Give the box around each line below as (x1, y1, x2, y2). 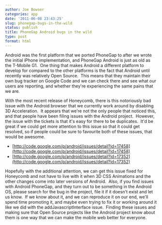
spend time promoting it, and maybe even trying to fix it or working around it (5, 199, 157, 205)
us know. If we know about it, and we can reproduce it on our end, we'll (5, 194, 148, 200)
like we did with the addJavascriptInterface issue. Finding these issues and (5, 204, 156, 210)
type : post (5, 35, 27, 39)
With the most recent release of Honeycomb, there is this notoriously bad (5, 98, 151, 104)
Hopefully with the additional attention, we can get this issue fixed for (5, 168, 144, 174)
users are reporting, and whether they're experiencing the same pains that (5, 83, 153, 89)
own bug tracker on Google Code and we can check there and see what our (5, 78, 156, 84)
